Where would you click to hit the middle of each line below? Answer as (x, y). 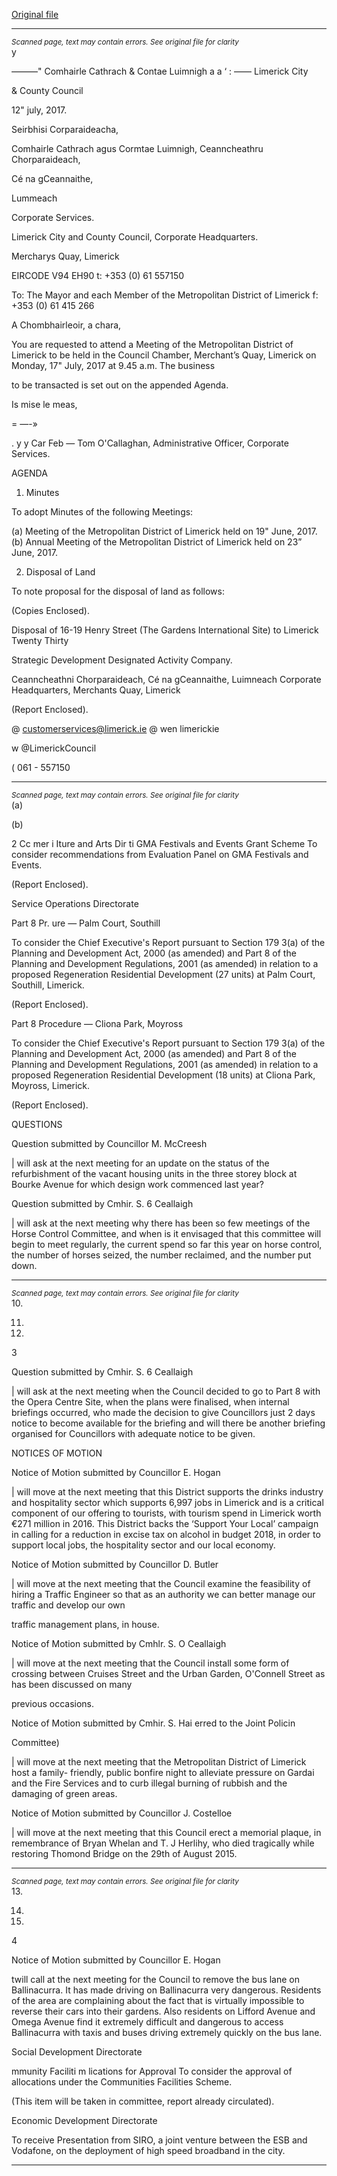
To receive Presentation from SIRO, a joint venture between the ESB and (159, 2140)
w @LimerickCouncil (54, 748)
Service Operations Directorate (75, 903)
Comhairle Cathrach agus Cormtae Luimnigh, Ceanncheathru (137, 148)
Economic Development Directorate (84, 2120)
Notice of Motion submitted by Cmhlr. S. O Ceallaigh (119, 1643)
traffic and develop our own (68, 1605)
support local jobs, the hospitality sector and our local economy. (143, 1545)
